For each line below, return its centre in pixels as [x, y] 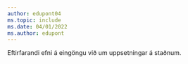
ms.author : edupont [36, 33]
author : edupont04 [34, 14]
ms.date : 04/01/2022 [38, 26]
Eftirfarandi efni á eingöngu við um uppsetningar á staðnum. [94, 53]
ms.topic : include [34, 20]
